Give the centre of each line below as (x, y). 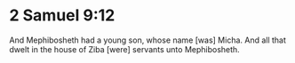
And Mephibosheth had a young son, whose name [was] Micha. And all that (148, 40)
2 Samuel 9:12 (62, 16)
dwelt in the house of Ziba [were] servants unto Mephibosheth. (124, 49)
